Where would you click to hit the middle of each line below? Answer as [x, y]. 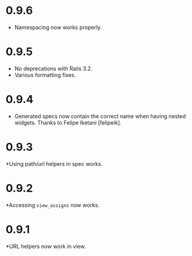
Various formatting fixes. [45, 75]
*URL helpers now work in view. [46, 246]
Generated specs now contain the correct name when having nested [100, 116]
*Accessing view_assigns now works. [53, 205]
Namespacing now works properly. [58, 27]
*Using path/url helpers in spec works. [54, 163]
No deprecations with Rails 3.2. [53, 68]
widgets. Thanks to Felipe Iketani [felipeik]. [68, 122]
